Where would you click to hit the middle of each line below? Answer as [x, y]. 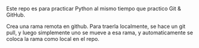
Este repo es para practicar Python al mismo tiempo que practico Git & [94, 9]
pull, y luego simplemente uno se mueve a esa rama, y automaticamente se [100, 33]
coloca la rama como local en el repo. [53, 39]
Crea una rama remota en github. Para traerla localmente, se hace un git [96, 26]
